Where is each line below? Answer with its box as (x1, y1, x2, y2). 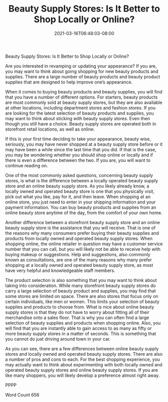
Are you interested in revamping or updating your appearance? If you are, (5, 63, 157, 69)
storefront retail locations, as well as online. (5, 126, 95, 132)
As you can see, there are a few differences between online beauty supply (5, 345, 159, 352)
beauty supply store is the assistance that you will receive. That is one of (5, 225, 156, 231)
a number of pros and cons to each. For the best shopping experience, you (5, 356, 160, 362)
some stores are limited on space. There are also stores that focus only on (5, 293, 159, 299)
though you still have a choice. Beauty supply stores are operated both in (5, 121, 156, 127)
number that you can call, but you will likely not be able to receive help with (5, 246, 160, 252)
